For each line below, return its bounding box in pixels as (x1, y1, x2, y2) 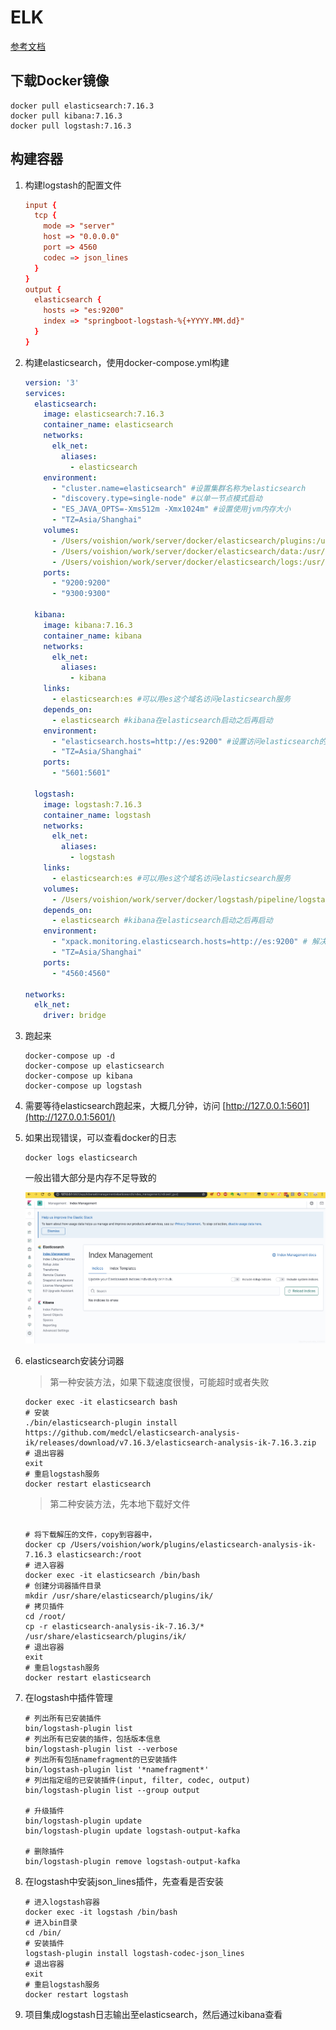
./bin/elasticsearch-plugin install (24, 1417, 178, 1428)
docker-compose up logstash (24, 1081, 142, 1091)
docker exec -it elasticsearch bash (24, 1397, 178, 1407)
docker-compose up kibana (24, 1071, 133, 1081)
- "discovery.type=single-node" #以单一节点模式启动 (51, 494, 263, 504)
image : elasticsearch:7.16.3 (43, 409, 165, 420)
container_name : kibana (43, 631, 142, 641)
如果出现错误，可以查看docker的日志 (24, 1132, 177, 1144)
